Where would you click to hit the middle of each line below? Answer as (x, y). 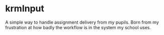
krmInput (25, 9)
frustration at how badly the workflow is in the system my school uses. (78, 27)
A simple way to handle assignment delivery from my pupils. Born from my (82, 22)
